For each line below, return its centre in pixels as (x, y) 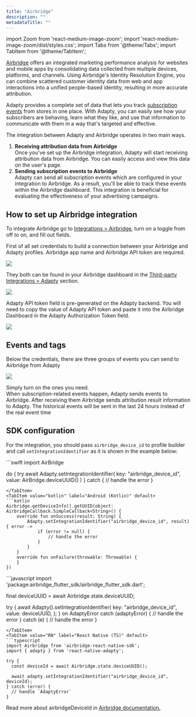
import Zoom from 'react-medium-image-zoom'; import (73, 39)
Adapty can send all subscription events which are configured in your (98, 177)
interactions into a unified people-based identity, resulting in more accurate (97, 88)
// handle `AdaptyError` (42, 692)
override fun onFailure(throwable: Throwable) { (77, 557)
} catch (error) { (28, 687)
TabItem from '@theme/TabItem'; (46, 51)
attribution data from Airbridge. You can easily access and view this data (102, 159)
